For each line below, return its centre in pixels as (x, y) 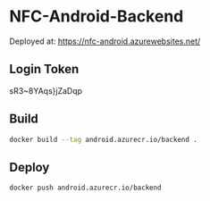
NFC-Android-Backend (97, 17)
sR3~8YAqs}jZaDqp (46, 90)
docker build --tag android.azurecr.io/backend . (104, 139)
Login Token (44, 69)
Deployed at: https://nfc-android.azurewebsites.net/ (105, 41)
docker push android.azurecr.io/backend (86, 188)
